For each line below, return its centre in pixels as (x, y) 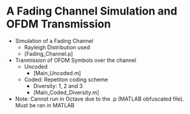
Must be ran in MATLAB (45, 105)
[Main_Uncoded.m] (57, 73)
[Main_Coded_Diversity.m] (66, 92)
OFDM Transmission (59, 24)
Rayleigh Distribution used (57, 47)
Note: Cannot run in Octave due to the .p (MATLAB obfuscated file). (100, 99)
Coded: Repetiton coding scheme (66, 79)
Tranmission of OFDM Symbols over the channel (76, 60)
